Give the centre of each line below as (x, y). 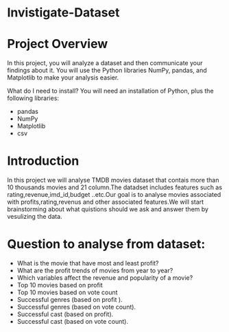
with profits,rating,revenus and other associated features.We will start (106, 202)
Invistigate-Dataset (63, 13)
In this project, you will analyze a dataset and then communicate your (105, 63)
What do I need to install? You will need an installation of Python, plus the (110, 91)
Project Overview (58, 44)
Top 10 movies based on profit (60, 285)
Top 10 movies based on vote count (67, 292)
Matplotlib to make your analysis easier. (63, 78)
